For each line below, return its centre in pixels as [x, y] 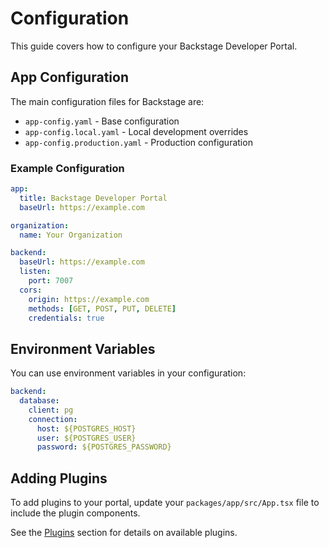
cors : [31, 290]
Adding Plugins [59, 478]
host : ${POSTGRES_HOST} [86, 428]
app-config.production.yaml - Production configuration [138, 142]
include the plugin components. [75, 513]
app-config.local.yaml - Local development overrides [136, 131]
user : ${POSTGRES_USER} [86, 438]
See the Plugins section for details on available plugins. [124, 533]
